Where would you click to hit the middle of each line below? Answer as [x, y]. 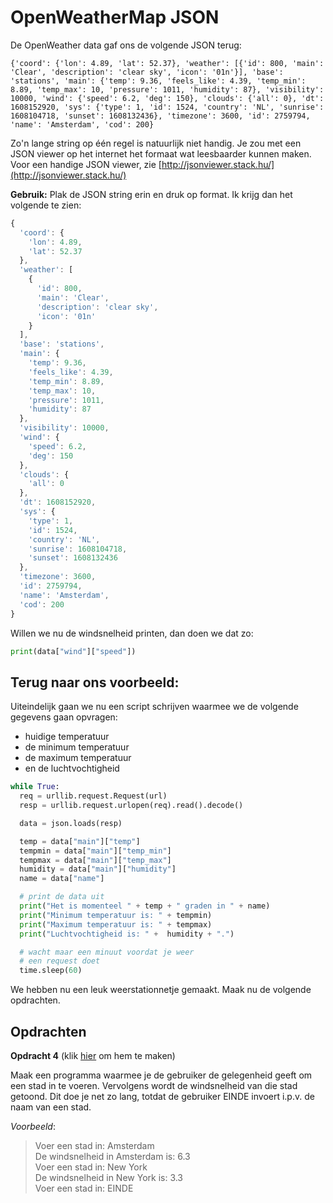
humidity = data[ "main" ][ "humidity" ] [98, 869]
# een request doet [60, 961]
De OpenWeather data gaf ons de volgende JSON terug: [126, 45]
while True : [35, 787]
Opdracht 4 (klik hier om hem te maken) [93, 1055]
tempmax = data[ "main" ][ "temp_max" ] [95, 860]
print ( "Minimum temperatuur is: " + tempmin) [116, 915]
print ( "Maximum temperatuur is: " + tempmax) [116, 924]
